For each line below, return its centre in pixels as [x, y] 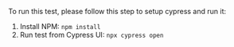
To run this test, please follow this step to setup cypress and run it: [117, 11]
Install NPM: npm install [60, 26]
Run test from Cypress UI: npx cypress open [92, 35]
